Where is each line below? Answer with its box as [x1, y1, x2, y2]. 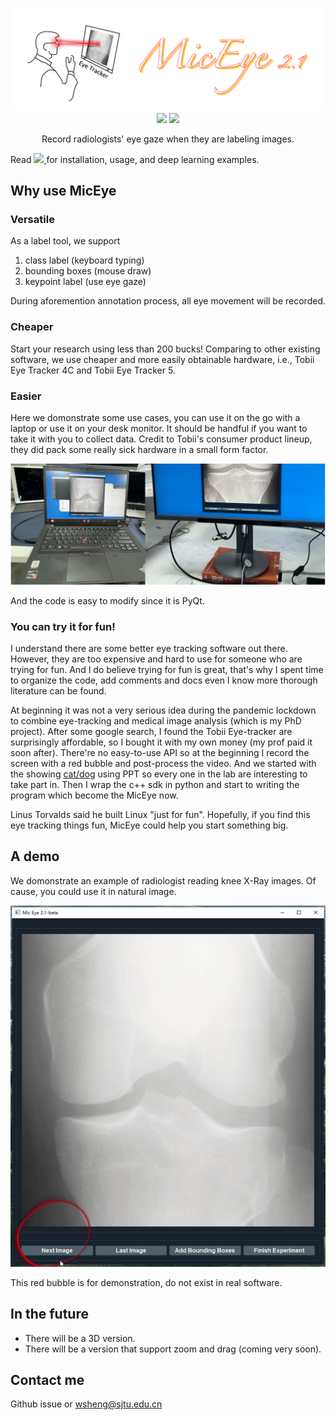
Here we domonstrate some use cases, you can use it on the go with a [10, 411, 301, 423]
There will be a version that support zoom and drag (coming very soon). [24, 1343, 322, 1355]
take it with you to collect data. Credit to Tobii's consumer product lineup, [10, 433, 313, 445]
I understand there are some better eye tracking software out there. [10, 643, 288, 655]
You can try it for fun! [10, 619, 116, 633]
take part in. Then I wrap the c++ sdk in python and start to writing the [10, 779, 300, 791]
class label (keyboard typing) [24, 254, 145, 267]
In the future [10, 1306, 89, 1323]
